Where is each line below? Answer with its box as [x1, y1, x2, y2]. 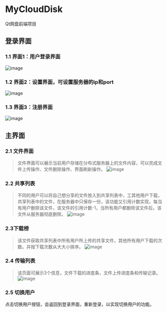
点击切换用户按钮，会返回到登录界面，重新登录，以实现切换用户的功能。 [5, 301, 154, 307]
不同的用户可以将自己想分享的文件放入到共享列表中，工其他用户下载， [17, 192, 162, 198]
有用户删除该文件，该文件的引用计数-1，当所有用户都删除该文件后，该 [17, 205, 161, 211]
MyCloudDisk [5, 4, 63, 15]
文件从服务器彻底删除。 [17, 211, 66, 217]
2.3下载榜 [5, 225, 29, 232]
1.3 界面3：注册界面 [5, 103, 53, 111]
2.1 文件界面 [5, 147, 34, 154]
